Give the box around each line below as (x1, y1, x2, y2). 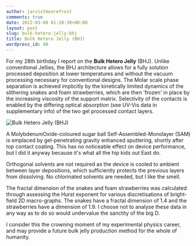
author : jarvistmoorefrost (6, 8, 72, 15)
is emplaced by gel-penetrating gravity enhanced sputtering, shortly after (6, 137, 184, 144)
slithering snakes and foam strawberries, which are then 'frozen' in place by (6, 89, 190, 96)
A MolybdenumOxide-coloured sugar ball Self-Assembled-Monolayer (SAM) (6, 130, 191, 137)
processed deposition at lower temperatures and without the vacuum (6, 70, 173, 77)
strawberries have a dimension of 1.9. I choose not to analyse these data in (6, 203, 187, 210)
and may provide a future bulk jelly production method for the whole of (6, 227, 177, 234)
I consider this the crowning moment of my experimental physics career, (6, 221, 181, 228)
